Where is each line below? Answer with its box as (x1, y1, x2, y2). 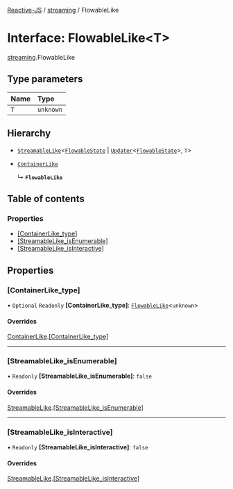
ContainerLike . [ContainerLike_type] (7, 333, 109, 341)
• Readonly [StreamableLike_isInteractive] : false (7, 442, 148, 451)
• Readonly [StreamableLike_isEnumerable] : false (7, 372, 153, 381)
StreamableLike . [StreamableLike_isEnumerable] (7, 403, 144, 412)
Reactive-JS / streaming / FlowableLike (7, 6, 119, 14)
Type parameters (7, 73, 83, 85)
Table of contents (7, 192, 85, 204)
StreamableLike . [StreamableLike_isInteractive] (7, 474, 140, 483)
